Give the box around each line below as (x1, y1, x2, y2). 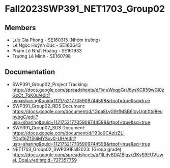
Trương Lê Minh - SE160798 (12, 53, 71, 59)
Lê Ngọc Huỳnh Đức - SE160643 (12, 42, 81, 48)
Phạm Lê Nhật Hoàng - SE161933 (12, 48, 82, 53)
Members (5, 23, 36, 32)
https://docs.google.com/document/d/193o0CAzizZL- (12, 130, 125, 136)
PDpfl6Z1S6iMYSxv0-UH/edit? (12, 135, 76, 142)
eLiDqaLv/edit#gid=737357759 (12, 157, 77, 163)
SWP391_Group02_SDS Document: (12, 124, 86, 130)
